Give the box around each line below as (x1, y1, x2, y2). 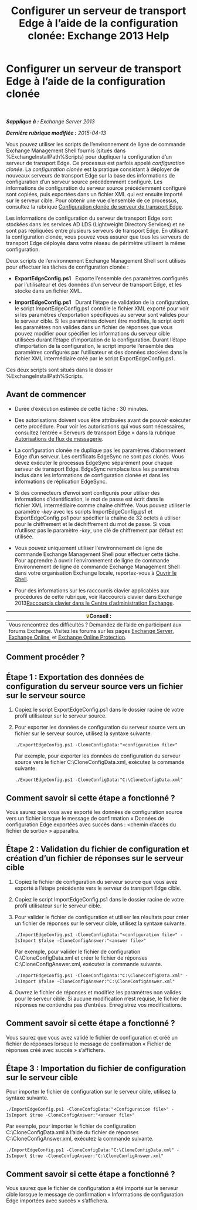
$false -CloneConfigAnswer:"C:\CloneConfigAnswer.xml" (38, 978, 175, 984)
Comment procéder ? (6, 652, 86, 662)
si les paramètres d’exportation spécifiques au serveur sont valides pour (14, 311, 189, 318)
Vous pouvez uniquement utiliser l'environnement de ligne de (14, 544, 163, 551)
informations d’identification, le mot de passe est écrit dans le (14, 495, 164, 502)
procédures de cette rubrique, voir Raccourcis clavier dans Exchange (14, 593, 182, 600)
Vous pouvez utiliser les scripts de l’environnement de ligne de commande (6, 140, 186, 148)
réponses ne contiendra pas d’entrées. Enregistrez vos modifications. (14, 1001, 183, 1008)
